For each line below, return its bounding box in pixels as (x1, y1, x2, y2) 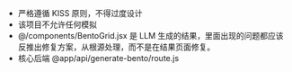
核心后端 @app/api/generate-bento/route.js (17, 53, 180, 63)
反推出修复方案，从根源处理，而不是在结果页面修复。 (17, 41, 216, 52)
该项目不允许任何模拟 (17, 19, 97, 30)
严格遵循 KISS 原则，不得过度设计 (17, 8, 143, 18)
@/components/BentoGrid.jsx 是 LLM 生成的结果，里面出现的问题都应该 (17, 31, 285, 40)
